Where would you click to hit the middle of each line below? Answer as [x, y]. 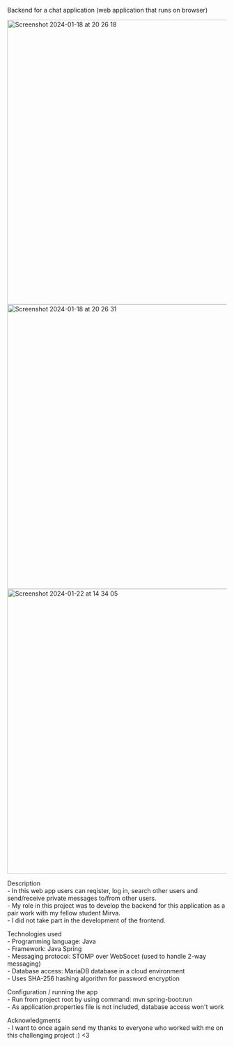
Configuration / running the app [53, 992]
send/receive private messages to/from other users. [82, 898]
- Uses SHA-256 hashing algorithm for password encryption [93, 978]
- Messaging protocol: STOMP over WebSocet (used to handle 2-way [107, 956]
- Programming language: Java [52, 941]
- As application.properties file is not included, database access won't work [116, 1007]
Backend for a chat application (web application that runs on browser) [107, 10]
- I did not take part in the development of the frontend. [86, 920]
